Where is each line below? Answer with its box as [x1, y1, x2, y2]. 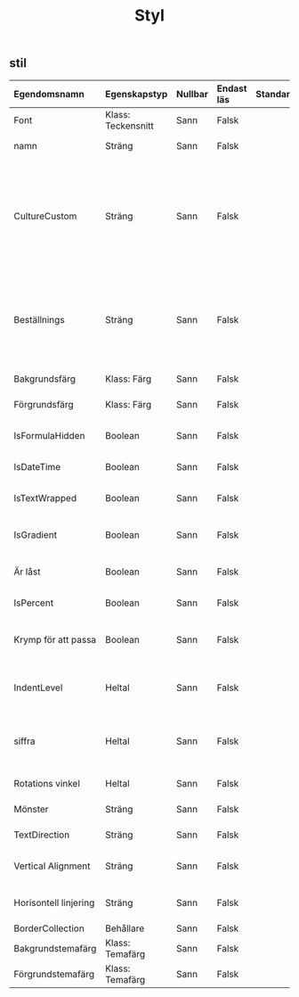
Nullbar [176, 87, 209, 100]
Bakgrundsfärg [13, 372, 77, 384]
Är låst [13, 565, 41, 578]
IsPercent [13, 597, 54, 609]
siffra [13, 735, 36, 747]
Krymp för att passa [13, 633, 97, 646]
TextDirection [13, 828, 70, 841]
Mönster [13, 803, 49, 815]
